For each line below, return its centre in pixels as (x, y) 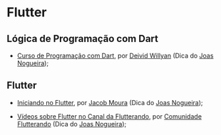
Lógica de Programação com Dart (82, 39)
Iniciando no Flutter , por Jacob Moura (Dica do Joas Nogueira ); (110, 102)
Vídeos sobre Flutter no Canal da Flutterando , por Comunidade (109, 116)
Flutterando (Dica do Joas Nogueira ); (72, 124)
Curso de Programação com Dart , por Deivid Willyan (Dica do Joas (115, 55)
